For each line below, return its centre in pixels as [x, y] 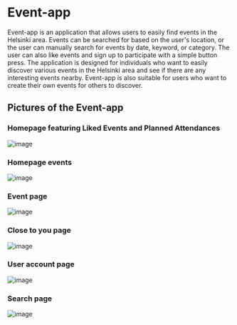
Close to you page [39, 231]
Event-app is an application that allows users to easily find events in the [112, 32]
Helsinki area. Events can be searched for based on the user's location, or [116, 39]
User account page [41, 264]
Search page [30, 299]
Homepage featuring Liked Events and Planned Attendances [114, 128]
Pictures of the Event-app [65, 108]
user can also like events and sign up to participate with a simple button [112, 55]
